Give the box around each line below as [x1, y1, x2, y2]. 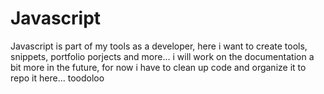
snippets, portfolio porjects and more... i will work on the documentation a [10, 50, 315, 62]
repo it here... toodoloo [10, 72, 105, 84]
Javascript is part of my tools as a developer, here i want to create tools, [10, 40, 308, 52]
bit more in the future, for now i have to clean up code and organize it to [10, 61, 307, 73]
